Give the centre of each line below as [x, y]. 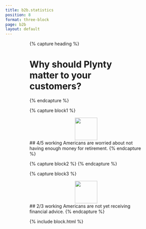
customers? [56, 87]
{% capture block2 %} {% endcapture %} [73, 164]
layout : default [23, 29]
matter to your [60, 75]
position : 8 [18, 15]
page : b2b [16, 24]
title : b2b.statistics [29, 10]
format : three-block [27, 20]
